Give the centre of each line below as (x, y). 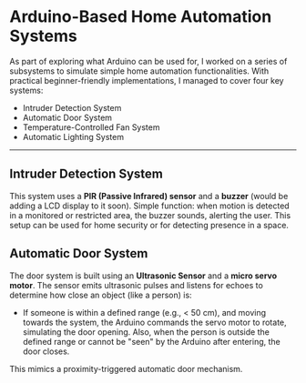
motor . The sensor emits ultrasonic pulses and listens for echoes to (137, 285)
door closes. (46, 351)
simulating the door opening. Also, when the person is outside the (146, 332)
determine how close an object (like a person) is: (101, 295)
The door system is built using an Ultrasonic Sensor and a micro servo (143, 276)
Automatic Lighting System (73, 136)
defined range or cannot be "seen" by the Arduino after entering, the (151, 341)
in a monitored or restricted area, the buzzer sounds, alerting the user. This (150, 215)
